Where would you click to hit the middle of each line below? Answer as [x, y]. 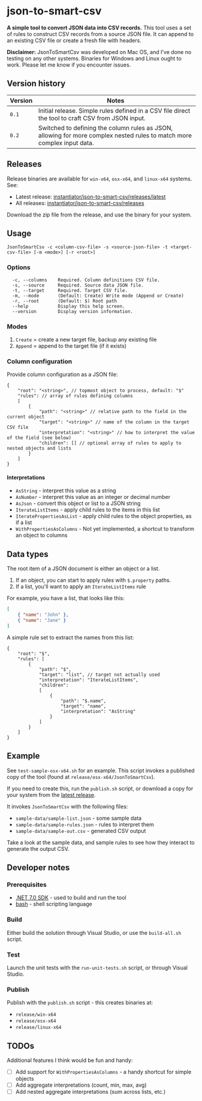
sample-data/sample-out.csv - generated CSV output [81, 831]
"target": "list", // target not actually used [100, 675]
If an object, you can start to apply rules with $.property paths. [93, 580]
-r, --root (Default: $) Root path [65, 301]
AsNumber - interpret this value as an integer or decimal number [93, 497]
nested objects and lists [39, 449]
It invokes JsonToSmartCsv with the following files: [67, 806]
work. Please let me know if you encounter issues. [69, 65]
